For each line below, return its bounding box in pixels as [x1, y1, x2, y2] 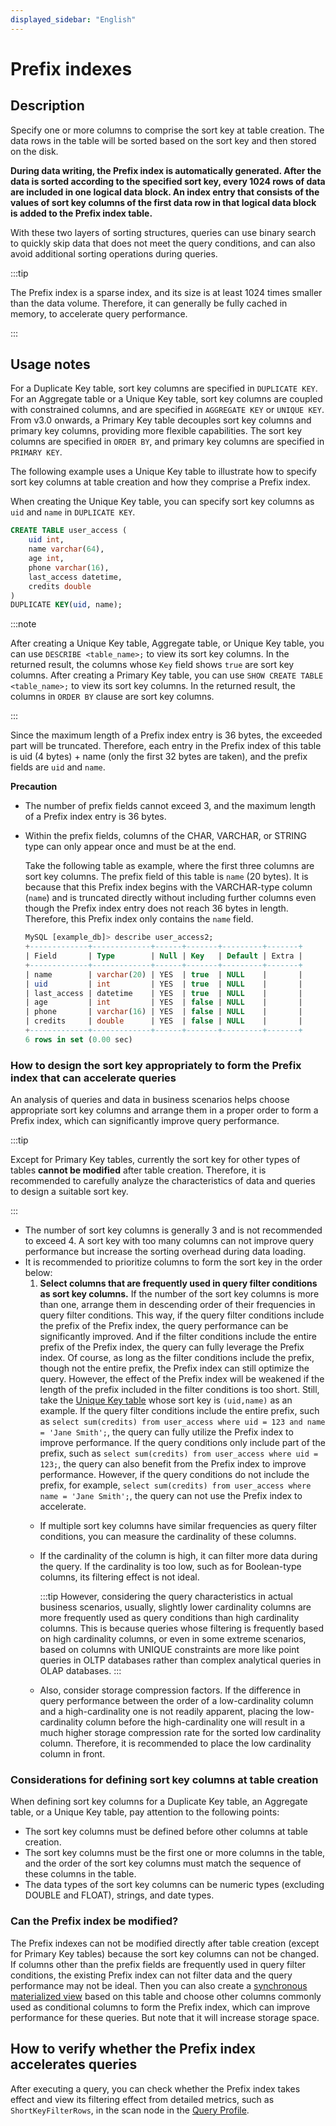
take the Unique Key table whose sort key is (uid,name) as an [39, 1394, 293, 1406]
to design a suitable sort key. [10, 1186, 129, 1198]
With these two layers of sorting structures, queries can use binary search [10, 226, 317, 238]
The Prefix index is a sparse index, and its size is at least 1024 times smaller [10, 286, 323, 298]
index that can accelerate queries [10, 1071, 177, 1085]
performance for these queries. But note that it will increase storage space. [10, 2011, 320, 2023]
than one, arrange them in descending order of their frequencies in [39, 1299, 316, 1311]
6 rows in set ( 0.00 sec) [24, 1034, 133, 1045]
